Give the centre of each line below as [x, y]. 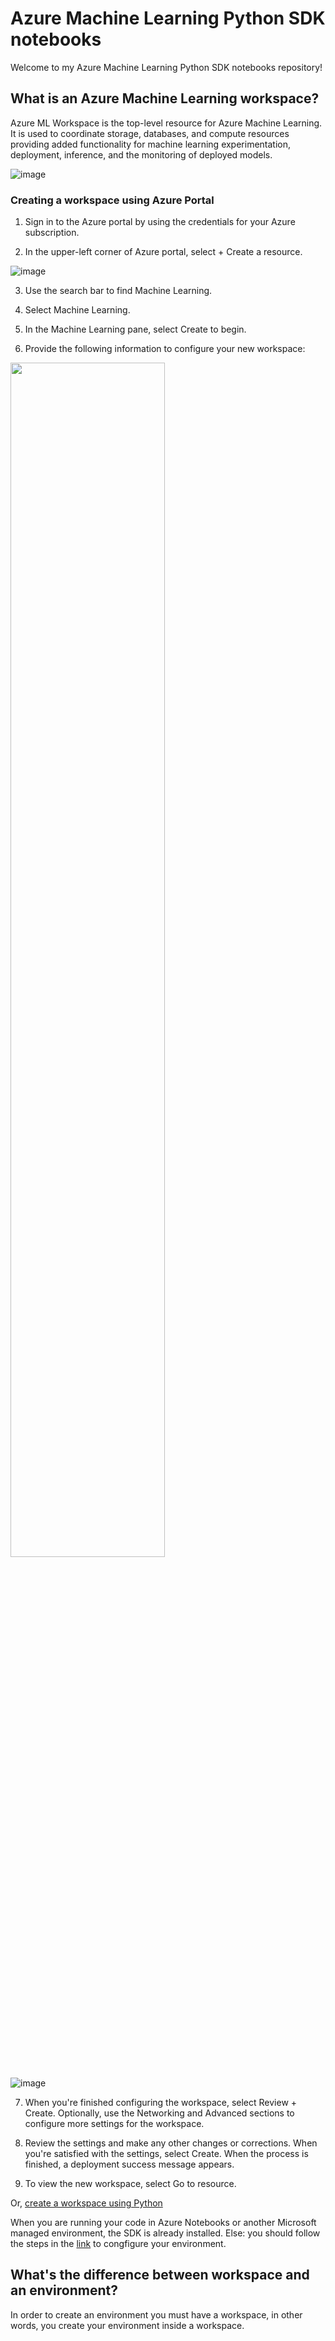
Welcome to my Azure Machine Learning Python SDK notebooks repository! [166, 67]
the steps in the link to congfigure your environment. [118, 2244]
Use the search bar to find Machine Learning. [118, 291]
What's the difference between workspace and [160, 2275]
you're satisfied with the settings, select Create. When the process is [166, 2154]
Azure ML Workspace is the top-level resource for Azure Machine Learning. [166, 123]
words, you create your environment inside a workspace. [127, 2325]
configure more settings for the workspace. [114, 2124]
